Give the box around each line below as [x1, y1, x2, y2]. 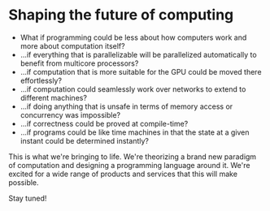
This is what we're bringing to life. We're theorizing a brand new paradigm [8, 152, 257, 161]
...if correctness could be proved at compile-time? [20, 118, 189, 128]
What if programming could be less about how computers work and [20, 32, 247, 42]
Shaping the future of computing [8, 6, 234, 24]
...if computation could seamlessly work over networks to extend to [20, 84, 246, 94]
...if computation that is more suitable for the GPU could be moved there [20, 67, 262, 76]
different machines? [20, 93, 88, 102]
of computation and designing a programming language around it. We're [8, 160, 250, 170]
